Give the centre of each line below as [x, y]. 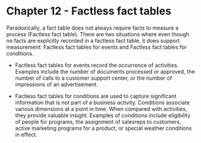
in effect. [26, 135]
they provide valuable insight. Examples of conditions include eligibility [103, 115]
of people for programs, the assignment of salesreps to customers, [98, 121]
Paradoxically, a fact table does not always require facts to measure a [92, 28]
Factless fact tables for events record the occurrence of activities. [97, 65]
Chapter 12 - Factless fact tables [89, 11]
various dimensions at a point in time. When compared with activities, [101, 109]
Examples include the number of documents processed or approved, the [105, 71]
